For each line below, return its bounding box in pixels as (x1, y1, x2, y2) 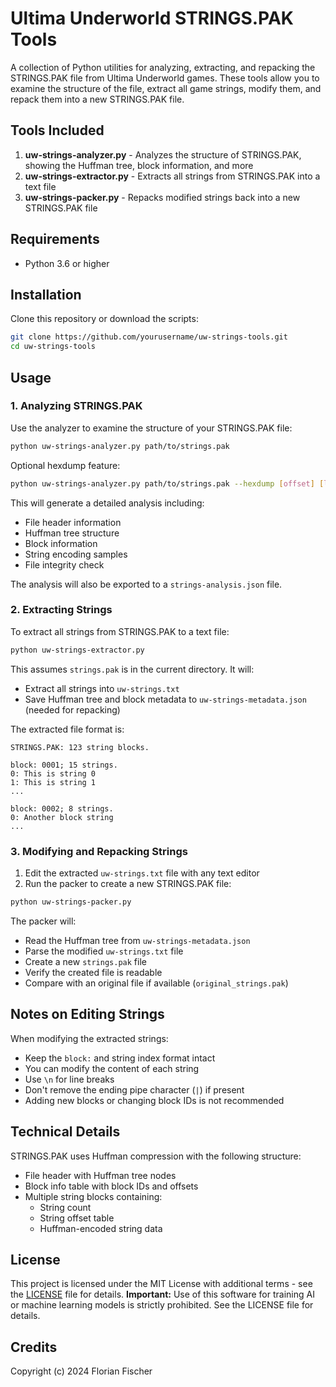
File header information (24, 516, 122, 528)
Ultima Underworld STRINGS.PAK (10, 7, 294, 30)
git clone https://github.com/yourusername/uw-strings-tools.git (10, 332, 288, 342)
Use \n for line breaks (24, 1073, 115, 1085)
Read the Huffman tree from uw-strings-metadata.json (24, 934, 251, 946)
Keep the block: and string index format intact (24, 1052, 216, 1064)
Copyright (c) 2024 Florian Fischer (10, 1365, 153, 1377)
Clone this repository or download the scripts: (10, 313, 199, 325)
